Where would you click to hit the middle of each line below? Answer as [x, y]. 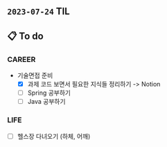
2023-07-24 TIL [39, 11]
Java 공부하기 [46, 102]
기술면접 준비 [35, 75]
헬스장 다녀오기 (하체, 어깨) [54, 136]
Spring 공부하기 [49, 93]
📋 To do [25, 36]
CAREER [21, 59]
